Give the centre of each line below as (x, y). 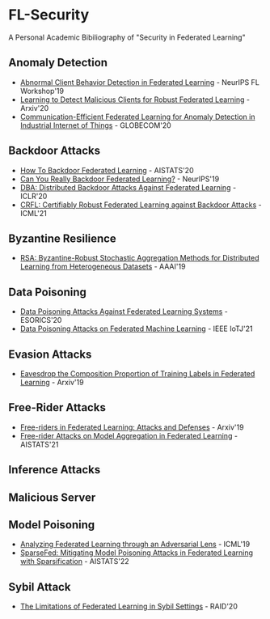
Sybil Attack (40, 587)
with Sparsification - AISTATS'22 (74, 562)
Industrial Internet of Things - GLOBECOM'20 (95, 125)
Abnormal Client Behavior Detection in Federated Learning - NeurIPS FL (140, 82)
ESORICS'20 (41, 320)
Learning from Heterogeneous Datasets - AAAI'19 (103, 267)
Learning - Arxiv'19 (52, 382)
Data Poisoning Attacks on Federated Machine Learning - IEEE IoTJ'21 (136, 329)
